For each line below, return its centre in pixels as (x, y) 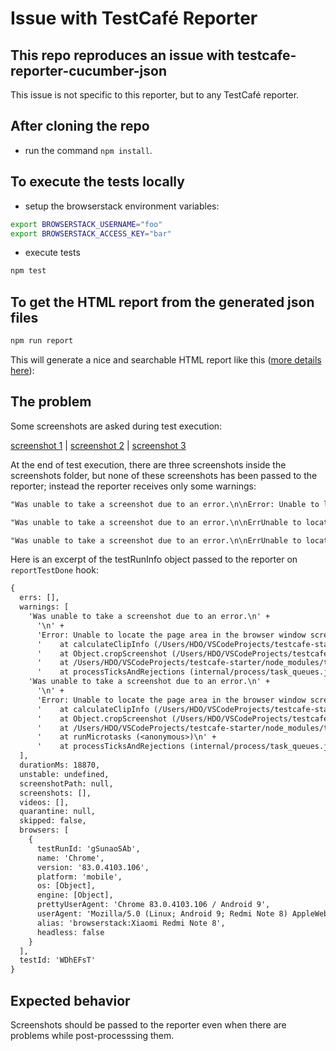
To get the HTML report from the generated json (162, 302)
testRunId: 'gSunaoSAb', (88, 848)
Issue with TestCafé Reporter (134, 18)
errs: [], (39, 598)
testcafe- (267, 55)
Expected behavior (70, 1000)
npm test (28, 271)
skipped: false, (53, 821)
